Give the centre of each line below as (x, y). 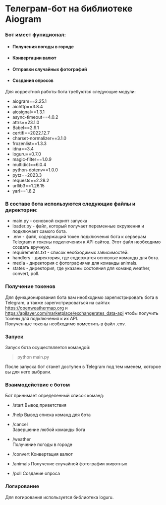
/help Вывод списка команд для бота (51, 415)
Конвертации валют (34, 58)
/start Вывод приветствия (39, 405)
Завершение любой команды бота (49, 430)
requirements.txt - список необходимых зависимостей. (70, 252)
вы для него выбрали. (28, 372)
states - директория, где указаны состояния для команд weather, (81, 268)
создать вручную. (31, 247)
